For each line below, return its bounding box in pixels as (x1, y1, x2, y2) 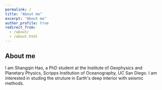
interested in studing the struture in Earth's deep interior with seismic (5, 75, 144, 81)
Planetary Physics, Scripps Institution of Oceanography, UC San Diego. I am (5, 70, 157, 75)
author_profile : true (5, 20, 49, 26)
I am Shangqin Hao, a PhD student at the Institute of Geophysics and (5, 65, 143, 71)
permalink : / (5, 7, 32, 12)
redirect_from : (5, 25, 36, 30)
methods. (5, 80, 24, 86)
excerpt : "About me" (5, 16, 47, 21)
